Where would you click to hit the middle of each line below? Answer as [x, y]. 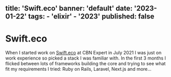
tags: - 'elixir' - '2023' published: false [91, 17]
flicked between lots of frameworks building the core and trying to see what [85, 64]
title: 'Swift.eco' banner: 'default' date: [69, 8]
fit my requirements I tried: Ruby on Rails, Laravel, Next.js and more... [78, 69]
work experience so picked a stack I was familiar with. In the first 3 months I [85, 58]
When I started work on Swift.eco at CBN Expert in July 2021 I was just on [83, 53]
